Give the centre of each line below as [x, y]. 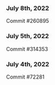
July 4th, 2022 [28, 64]
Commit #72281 [25, 77]
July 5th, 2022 [27, 36]
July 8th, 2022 [27, 8]
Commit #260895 [27, 21]
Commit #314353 [27, 49]
